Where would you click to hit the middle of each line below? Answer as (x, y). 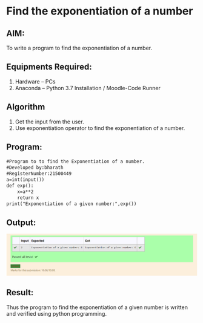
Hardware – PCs (35, 81)
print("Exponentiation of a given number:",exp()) (72, 204)
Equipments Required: (49, 67)
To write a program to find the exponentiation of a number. (79, 48)
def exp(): (20, 186)
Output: (21, 222)
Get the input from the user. (49, 122)
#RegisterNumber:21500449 (39, 174)
